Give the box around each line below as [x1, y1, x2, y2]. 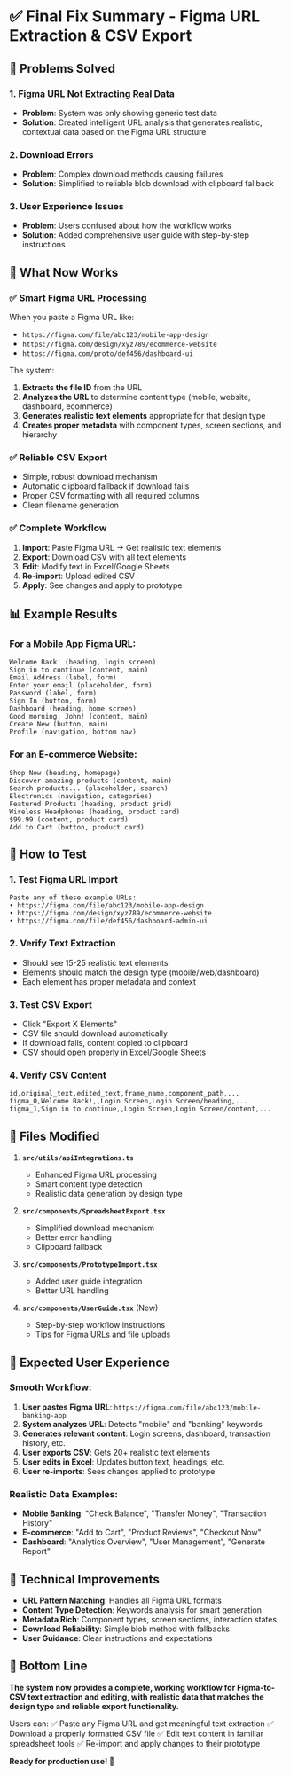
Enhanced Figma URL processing [35, 1169, 158, 1181]
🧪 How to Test [9, 847, 87, 862]
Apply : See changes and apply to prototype [21, 579, 183, 591]
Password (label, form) [9, 689, 98, 698]
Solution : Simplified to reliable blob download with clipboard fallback [21, 178, 275, 189]
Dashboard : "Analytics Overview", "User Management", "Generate [21, 1536, 266, 1547]
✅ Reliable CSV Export [9, 452, 108, 464]
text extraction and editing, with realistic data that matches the [27, 1692, 264, 1702]
